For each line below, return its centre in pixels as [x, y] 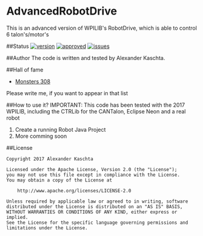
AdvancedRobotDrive [62, 11]
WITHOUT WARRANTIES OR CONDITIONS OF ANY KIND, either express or [92, 212]
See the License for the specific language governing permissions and [97, 223]
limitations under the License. [47, 228]
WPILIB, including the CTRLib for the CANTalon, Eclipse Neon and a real [96, 111]
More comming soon [41, 136]
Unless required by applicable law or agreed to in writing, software [97, 201]
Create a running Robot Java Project [60, 129]
